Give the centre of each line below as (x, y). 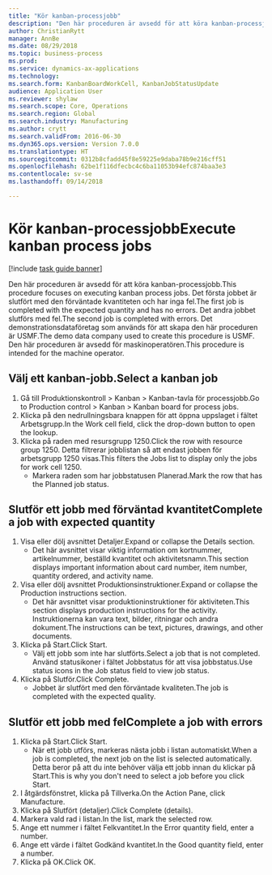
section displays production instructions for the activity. (125, 610)
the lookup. (39, 432)
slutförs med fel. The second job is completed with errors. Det (110, 318)
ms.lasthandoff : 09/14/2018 (56, 182)
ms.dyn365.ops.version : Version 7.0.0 (74, 144)
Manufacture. (42, 802)
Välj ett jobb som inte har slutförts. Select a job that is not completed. (146, 654)
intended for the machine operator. (66, 352)
